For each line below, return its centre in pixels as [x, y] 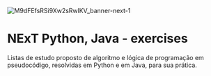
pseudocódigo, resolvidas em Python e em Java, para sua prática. [102, 65]
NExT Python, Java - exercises [97, 39]
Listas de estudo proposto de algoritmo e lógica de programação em [105, 57]
